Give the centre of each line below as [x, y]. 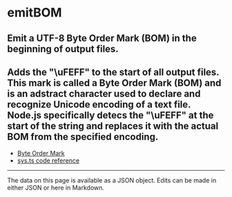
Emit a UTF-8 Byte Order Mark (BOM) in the [102, 38]
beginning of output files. [63, 49]
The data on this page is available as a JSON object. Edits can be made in [112, 180]
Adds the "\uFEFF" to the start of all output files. [113, 72]
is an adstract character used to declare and [104, 93]
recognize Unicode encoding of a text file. [99, 104]
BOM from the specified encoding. [83, 137]
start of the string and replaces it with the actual [113, 126]
